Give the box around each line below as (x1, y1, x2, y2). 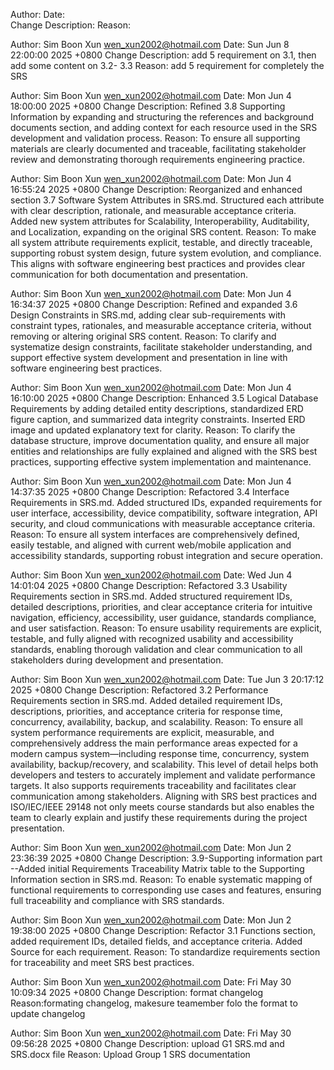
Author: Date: (10, 9, 66, 20)
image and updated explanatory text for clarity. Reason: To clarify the (10, 424, 296, 436)
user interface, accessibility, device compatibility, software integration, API (10, 507, 318, 519)
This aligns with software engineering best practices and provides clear (10, 258, 306, 269)
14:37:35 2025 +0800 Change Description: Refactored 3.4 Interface (10, 486, 290, 498)
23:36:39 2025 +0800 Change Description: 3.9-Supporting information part (10, 852, 323, 864)
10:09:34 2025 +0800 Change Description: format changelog (10, 987, 264, 998)
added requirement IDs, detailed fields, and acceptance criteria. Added (10, 935, 303, 947)
